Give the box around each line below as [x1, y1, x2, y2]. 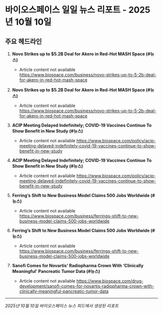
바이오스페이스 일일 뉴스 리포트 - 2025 [5, 4, 150, 15]
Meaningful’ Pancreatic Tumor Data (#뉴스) [12, 268, 100, 274]
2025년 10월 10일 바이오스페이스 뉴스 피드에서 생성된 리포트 [5, 303, 119, 309]
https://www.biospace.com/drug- [76, 278, 144, 283]
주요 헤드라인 [5, 37, 42, 45]
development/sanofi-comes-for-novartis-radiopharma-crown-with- [19, 283, 154, 289]
